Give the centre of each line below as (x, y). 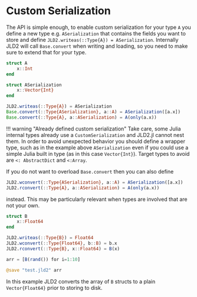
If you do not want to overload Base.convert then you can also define (90, 171)
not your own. (23, 205)
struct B (17, 216)
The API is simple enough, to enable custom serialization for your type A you (99, 27)
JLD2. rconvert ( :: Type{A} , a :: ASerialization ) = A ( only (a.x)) (83, 188)
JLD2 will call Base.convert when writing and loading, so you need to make (97, 46)
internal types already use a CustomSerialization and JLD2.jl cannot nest (95, 135)
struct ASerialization (34, 85)
